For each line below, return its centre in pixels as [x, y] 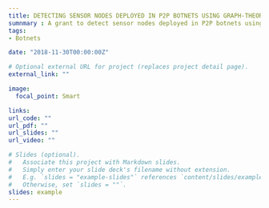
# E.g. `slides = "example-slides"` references [93, 177]
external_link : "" [39, 74]
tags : [17, 30]
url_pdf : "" [28, 126]
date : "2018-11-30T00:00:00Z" [59, 53]
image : [19, 89]
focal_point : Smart [48, 96]
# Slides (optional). [44, 155]
